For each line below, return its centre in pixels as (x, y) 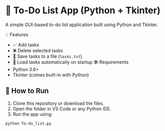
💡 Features (17, 34)
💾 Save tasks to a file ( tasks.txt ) (47, 56)
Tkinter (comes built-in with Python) (51, 75)
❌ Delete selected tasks (38, 50)
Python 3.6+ (26, 69)
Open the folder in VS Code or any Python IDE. (62, 108)
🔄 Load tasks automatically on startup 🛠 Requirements (71, 62)
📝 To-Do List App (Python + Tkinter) (83, 10)
